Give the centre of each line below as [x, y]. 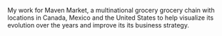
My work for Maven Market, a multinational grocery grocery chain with [111, 10]
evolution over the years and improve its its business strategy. [98, 25]
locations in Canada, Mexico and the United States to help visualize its [111, 18]
